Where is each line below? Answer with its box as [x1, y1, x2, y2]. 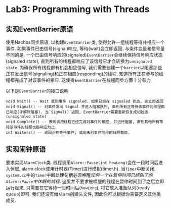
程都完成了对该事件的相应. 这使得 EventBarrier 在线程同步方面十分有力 [6, 77, 151, 83]
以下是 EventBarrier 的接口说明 [6, 88, 69, 94]
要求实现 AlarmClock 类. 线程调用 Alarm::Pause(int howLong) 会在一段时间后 [6, 159, 159, 165]
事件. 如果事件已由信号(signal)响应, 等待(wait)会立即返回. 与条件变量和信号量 [6, 45, 165, 51]
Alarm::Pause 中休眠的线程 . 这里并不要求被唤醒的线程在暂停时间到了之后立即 [6, 178, 164, 184]
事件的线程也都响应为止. [13, 125, 57, 130]
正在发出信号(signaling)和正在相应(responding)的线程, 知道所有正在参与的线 [6, 71, 164, 77]
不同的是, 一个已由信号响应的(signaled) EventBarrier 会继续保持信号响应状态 [6, 52, 163, 58]
